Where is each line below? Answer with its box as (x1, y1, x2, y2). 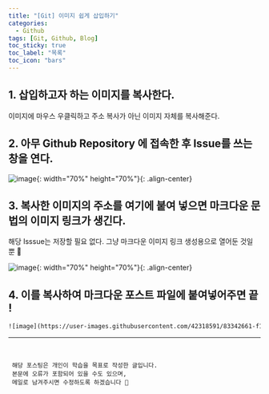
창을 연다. (8, 152, 54, 165)
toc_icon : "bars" (8, 57, 66, 65)
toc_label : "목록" (8, 49, 66, 57)
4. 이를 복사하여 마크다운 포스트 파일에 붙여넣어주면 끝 (8, 288, 259, 302)
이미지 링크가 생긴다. (30, 213, 126, 227)
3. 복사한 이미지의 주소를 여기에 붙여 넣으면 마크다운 (8, 198, 249, 213)
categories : (8, 19, 48, 27)
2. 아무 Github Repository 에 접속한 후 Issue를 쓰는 (8, 137, 253, 151)
